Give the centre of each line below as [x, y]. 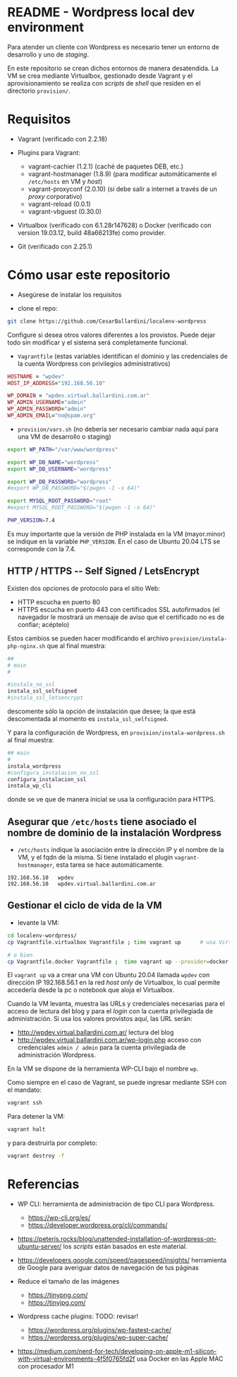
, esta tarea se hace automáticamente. [108, 865]
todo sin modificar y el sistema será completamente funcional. [98, 342]
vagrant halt [26, 1129]
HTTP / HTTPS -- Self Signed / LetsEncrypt [103, 571]
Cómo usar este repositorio [89, 275]
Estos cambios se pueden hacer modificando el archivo [88, 638]
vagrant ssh [25, 1103]
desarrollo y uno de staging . [48, 54]
